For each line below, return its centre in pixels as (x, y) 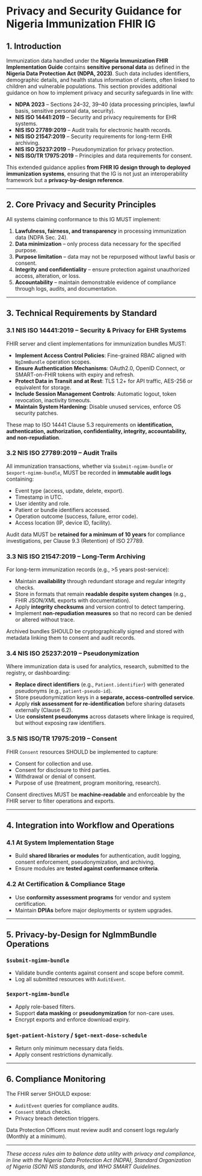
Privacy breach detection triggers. (57, 1118)
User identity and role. (42, 503)
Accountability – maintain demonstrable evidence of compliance (95, 282)
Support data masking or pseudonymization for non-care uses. (95, 1013)
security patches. (36, 413)
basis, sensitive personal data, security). (65, 111)
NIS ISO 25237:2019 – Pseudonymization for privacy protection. (94, 149)
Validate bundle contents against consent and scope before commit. (99, 973)
